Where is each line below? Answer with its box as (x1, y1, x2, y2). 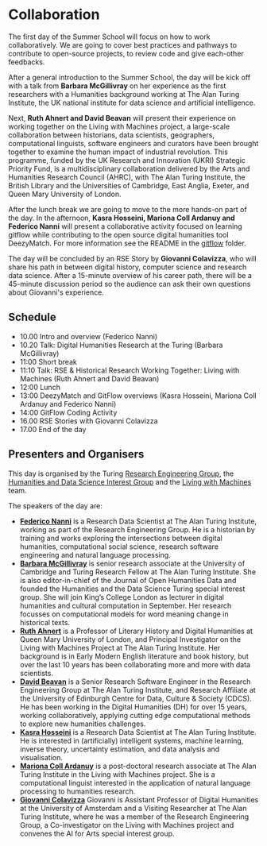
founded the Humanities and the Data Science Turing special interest (19, 584, 246, 593)
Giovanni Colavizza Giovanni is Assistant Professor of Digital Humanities (19, 794, 259, 804)
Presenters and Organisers (8, 447, 145, 462)
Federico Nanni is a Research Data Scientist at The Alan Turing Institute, (19, 516, 257, 526)
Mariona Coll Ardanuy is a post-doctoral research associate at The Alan (19, 761, 257, 771)
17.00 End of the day (19, 424, 87, 434)
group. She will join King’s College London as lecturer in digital (19, 592, 225, 601)
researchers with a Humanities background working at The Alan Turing (8, 89, 240, 99)
